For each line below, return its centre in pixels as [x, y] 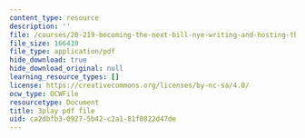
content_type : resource [54, 18]
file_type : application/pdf [63, 52]
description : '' [40, 26]
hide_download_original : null [67, 69]
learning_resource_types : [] [64, 77]
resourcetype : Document [54, 102]
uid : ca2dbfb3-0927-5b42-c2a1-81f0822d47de [93, 119]
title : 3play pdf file [52, 111]
